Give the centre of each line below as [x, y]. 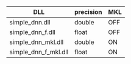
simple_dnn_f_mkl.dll [39, 52]
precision [88, 12]
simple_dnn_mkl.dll [37, 42]
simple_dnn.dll [30, 22]
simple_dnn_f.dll [33, 32]
